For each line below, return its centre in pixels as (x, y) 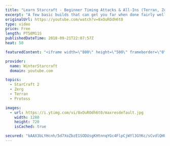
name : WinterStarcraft (34, 66)
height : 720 (27, 122)
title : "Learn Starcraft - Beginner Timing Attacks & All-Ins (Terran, (82, 10)
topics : (13, 80)
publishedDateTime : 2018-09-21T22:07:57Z (50, 39)
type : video (18, 24)
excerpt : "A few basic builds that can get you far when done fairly (80, 15)
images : (13, 108)
